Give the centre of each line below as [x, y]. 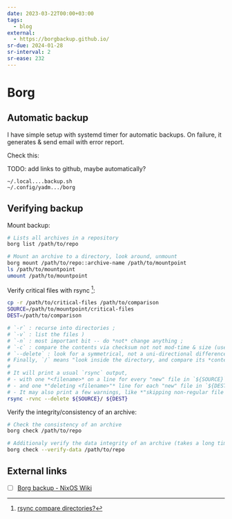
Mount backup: [29, 225]
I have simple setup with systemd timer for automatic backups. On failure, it [115, 135]
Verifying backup [45, 209]
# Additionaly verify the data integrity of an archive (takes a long [111, 443]
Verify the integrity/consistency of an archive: [72, 412]
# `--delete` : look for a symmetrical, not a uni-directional [100, 354]
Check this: [23, 155]
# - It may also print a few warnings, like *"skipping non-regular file [116, 392]
